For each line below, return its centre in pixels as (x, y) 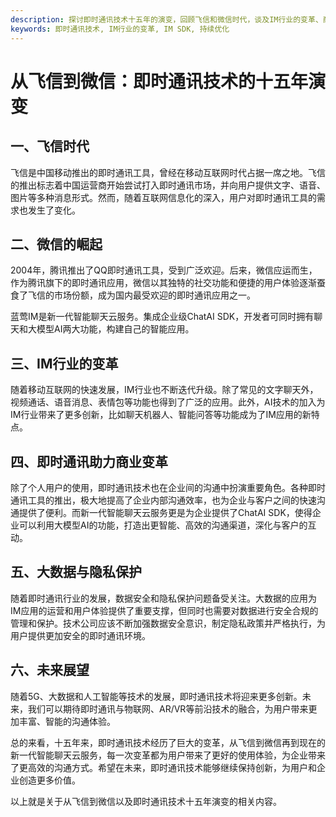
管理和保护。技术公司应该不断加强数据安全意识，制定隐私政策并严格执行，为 (168, 623)
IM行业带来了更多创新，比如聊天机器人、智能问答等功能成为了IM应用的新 (161, 415)
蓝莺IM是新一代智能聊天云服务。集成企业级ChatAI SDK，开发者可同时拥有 (162, 317)
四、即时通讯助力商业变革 (89, 461)
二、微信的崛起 (56, 244)
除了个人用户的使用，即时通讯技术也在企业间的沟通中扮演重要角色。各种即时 (168, 487)
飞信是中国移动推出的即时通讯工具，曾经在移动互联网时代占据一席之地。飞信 (168, 172)
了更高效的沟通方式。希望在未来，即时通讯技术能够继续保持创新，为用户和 (163, 767)
